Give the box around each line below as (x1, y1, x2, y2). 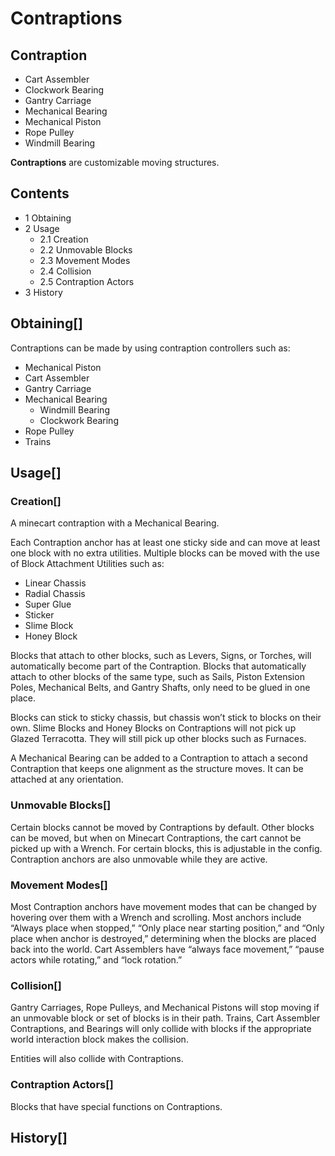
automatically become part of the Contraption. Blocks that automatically (10, 660, 307, 672)
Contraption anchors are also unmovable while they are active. (10, 853, 268, 865)
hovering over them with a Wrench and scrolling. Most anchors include (10, 911, 302, 923)
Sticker (24, 609, 55, 621)
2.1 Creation (39, 233, 89, 245)
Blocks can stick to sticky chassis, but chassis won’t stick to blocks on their (10, 712, 322, 724)
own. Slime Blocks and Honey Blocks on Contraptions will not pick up (10, 722, 297, 734)
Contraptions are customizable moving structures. (10, 157, 220, 168)
